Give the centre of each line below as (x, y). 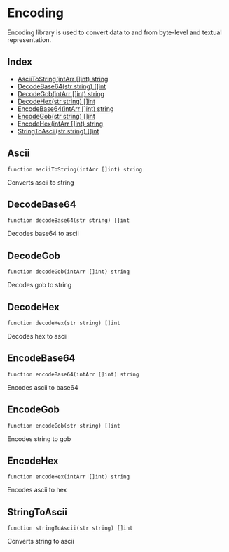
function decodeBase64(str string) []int (69, 221)
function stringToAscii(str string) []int (70, 528)
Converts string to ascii (41, 541)
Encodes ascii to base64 (43, 387)
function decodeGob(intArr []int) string (69, 272)
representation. (29, 39)
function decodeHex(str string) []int (64, 323)
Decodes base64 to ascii (43, 234)
